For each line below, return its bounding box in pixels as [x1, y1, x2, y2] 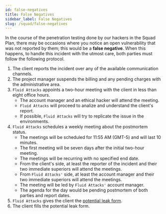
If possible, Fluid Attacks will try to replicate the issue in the [19, 113, 144, 119]
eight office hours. [12, 92, 51, 98]
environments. [19, 118, 50, 124]
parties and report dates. [19, 193, 71, 199]
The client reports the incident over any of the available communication [12, 66, 159, 72]
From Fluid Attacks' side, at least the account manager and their [19, 171, 155, 177]
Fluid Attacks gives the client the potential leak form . [12, 198, 123, 204]
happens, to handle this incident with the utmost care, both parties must [5, 51, 153, 57]
